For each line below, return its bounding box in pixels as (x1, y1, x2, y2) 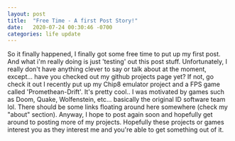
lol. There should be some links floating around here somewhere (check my (7, 103, 229, 111)
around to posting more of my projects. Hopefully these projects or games (7, 118, 225, 127)
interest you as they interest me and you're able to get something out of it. (7, 125, 224, 134)
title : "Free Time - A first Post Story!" (7, 17, 138, 24)
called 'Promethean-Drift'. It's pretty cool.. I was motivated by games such (7, 88, 225, 96)
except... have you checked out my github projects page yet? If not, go (7, 73, 214, 81)
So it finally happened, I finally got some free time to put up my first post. (7, 50, 222, 58)
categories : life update (7, 30, 81, 38)
